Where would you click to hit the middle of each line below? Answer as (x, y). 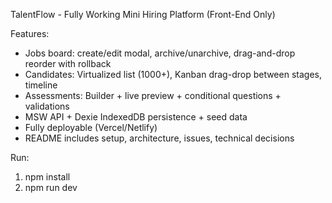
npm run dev (51, 187)
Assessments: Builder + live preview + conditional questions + (153, 95)
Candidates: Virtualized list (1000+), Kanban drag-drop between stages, (173, 74)
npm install (47, 177)
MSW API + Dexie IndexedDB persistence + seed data (136, 117)
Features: (30, 33)
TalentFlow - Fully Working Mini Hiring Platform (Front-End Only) (143, 14)
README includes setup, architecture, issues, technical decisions (159, 138)
